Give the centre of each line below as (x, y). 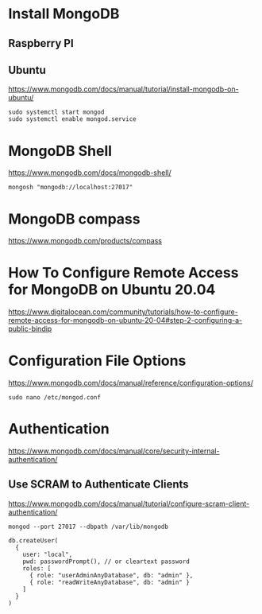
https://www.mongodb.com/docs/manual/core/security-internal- (114, 451)
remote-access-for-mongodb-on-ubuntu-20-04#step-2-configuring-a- (125, 321)
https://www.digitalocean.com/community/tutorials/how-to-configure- (123, 312)
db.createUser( (33, 540)
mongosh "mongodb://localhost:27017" (71, 188)
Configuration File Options (97, 361)
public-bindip (30, 329)
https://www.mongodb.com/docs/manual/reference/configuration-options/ (131, 383)
